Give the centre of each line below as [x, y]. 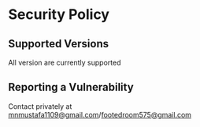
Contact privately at [40, 106]
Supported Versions [58, 44]
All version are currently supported [65, 62]
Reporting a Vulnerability [71, 87]
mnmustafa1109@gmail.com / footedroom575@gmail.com [100, 114]
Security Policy [59, 15]
